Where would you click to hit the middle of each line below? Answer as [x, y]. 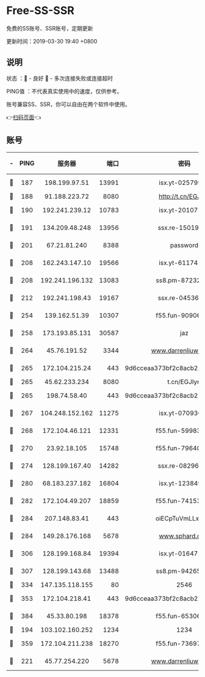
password [184, 245]
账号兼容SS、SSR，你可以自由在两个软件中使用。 [68, 104]
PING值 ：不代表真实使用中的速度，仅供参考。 [64, 91]
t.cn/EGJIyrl [184, 382]
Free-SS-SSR [40, 11]
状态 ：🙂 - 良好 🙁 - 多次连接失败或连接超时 [59, 78]
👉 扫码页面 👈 [24, 117]
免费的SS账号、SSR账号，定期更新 [50, 28]
